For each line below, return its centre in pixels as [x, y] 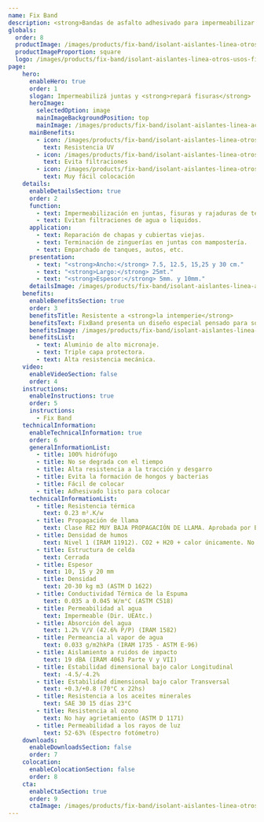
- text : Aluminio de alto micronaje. [98, 345]
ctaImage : [45, 806]
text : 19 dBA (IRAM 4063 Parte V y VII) [110, 659]
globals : [22, 30]
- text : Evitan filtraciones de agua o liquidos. [119, 220]
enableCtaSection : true [68, 791]
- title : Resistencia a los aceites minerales [114, 696]
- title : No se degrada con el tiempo [100, 462]
